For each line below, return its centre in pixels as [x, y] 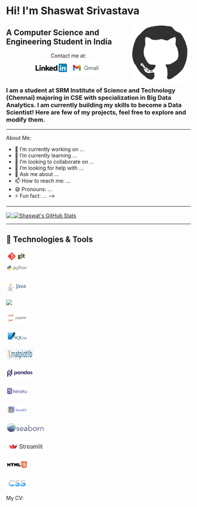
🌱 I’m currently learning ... [46, 156]
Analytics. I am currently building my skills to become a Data [94, 105]
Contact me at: [69, 56]
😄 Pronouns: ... [33, 190]
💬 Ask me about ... [37, 174]
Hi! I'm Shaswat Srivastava [73, 11]
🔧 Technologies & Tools [50, 240]
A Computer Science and [53, 33]
